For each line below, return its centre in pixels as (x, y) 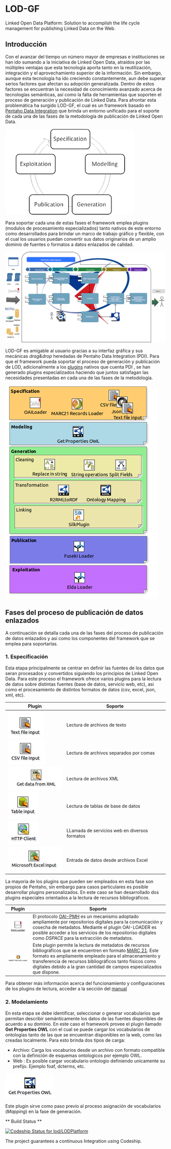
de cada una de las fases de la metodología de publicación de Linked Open (84, 116)
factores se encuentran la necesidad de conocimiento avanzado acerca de (84, 89)
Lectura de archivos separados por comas (111, 753)
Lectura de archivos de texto (96, 725)
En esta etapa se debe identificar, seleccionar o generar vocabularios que (83, 1013)
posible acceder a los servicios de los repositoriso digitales (94, 933)
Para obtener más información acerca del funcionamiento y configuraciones (85, 984)
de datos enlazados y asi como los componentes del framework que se (80, 638)
